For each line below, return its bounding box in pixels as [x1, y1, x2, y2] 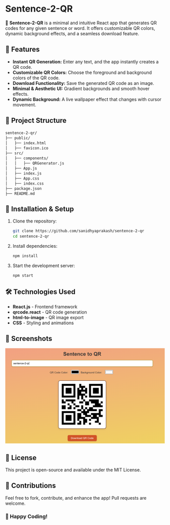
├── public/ [5, 135, 30, 141]
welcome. [5, 500, 26, 506]
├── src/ [5, 150, 24, 156]
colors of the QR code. [12, 74, 60, 81]
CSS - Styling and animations [12, 320, 74, 326]
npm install [12, 253, 38, 258]
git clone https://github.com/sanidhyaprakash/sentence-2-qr [12, 229, 145, 234]
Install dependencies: [12, 243, 58, 249]
